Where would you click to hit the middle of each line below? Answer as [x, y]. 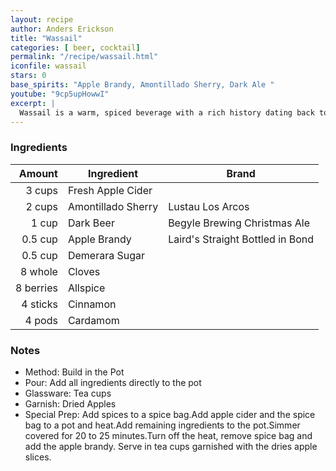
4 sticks [39, 304]
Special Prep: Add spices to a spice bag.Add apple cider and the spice [170, 414]
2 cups [41, 206]
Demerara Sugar [106, 255]
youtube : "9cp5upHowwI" [60, 94]
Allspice [86, 288]
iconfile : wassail [48, 66]
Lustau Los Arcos [209, 206]
